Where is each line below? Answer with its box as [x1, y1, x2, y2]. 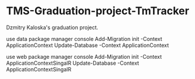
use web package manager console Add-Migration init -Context [6, 53, 162, 60]
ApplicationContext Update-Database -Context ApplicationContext [6, 42, 169, 49]
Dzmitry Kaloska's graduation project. [6, 24, 99, 31]
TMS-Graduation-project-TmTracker [6, 4, 190, 18]
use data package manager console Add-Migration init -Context [6, 35, 162, 42]
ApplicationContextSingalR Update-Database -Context [6, 59, 139, 67]
